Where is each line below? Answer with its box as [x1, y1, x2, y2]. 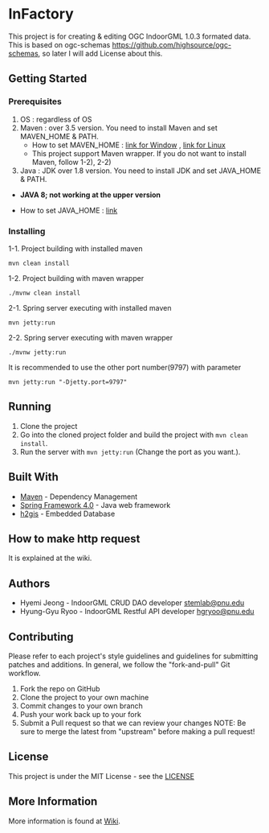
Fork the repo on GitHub [19, 683, 100, 693]
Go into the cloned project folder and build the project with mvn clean [19, 430, 249, 439]
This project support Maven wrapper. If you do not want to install [31, 148, 247, 158]
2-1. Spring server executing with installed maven [8, 303, 172, 312]
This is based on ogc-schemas [8, 39, 111, 49]
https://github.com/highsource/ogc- [112, 39, 231, 49]
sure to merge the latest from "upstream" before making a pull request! [19, 726, 255, 736]
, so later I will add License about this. [38, 48, 163, 58]
